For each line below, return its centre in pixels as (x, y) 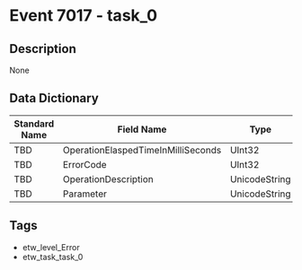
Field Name (142, 129)
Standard (34, 124)
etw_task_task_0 (53, 257)
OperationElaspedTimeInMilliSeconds (142, 150)
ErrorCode (84, 164)
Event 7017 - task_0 (84, 16)
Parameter (85, 194)
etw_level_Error (51, 247)
